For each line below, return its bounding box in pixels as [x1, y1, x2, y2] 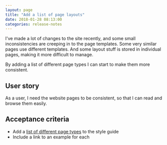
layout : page [5, 7, 33, 13]
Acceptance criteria [5, 115, 69, 124]
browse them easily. [5, 100, 47, 106]
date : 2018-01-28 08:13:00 [5, 17, 62, 22]
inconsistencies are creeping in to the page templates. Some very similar [5, 41, 157, 47]
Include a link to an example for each [12, 134, 90, 140]
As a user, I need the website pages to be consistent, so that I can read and [5, 95, 162, 101]
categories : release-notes [5, 21, 62, 27]
